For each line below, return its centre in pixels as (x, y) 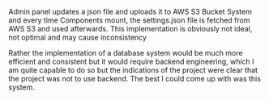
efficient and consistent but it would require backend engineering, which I (131, 61)
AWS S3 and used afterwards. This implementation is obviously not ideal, (130, 29)
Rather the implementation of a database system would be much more (126, 53)
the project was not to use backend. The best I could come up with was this (135, 79)
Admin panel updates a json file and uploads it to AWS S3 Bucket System (130, 12)
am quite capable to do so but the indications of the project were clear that (133, 70)
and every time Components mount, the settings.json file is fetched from (129, 20)
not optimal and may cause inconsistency (78, 37)
